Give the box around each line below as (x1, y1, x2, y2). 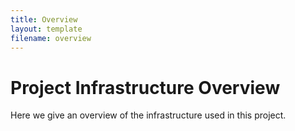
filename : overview (10, 33, 92, 43)
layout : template (10, 24, 83, 34)
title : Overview (10, 14, 78, 25)
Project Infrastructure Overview (10, 76, 281, 99)
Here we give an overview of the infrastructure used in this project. (10, 109, 287, 121)
